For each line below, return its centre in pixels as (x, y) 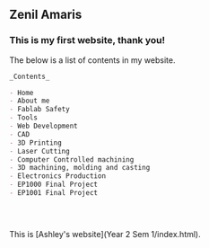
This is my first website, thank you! (87, 40)
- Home (22, 93)
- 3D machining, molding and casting (80, 168)
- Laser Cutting (39, 151)
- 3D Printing (36, 143)
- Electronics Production (57, 176)
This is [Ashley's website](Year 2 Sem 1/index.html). (105, 234)
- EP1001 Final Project (54, 193)
